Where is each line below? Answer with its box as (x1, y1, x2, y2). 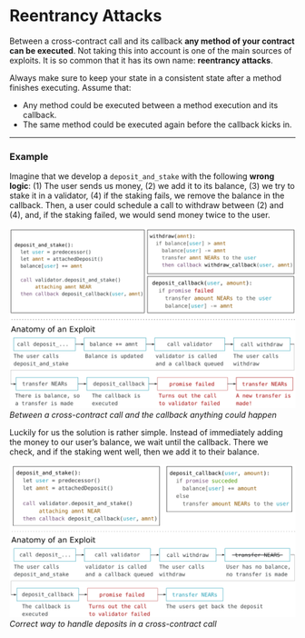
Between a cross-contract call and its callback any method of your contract (9, 35, 295, 46)
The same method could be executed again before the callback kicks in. (22, 119, 292, 130)
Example (9, 150, 49, 163)
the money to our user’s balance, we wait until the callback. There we (9, 437, 270, 448)
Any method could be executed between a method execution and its (22, 99, 279, 110)
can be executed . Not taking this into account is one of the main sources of (9, 45, 292, 55)
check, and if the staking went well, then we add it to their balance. (9, 446, 261, 457)
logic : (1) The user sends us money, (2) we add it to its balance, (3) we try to (9, 181, 295, 192)
